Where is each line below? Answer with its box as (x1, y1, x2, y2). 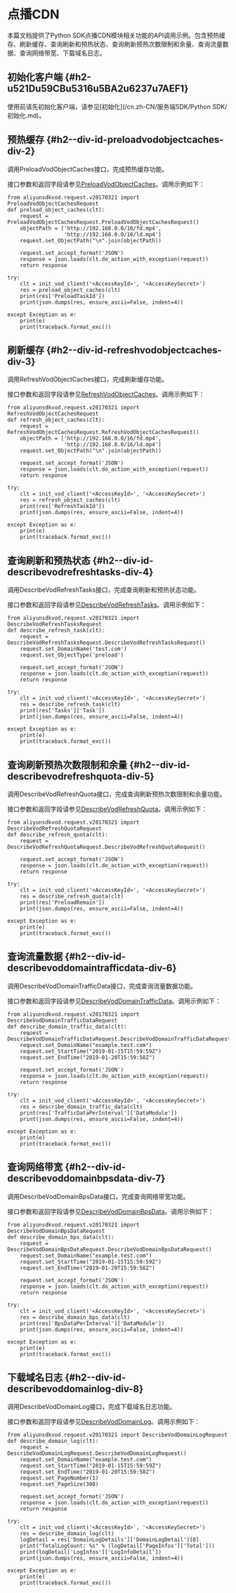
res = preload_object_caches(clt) (20, 286, 121, 293)
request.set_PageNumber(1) (20, 1475, 99, 1482)
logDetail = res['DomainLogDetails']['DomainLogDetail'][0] (20, 1537, 199, 1544)
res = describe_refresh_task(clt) (20, 701, 121, 708)
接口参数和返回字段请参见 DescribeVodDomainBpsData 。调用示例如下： (7, 1207, 214, 1215)
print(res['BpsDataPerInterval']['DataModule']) (20, 1320, 165, 1327)
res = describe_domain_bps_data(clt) (20, 1313, 131, 1321)
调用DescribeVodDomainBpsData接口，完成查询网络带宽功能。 (7, 1192, 190, 1201)
